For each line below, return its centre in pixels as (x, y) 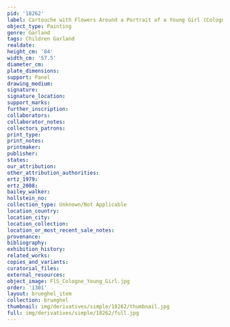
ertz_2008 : (23, 186)
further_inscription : (38, 109)
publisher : (23, 154)
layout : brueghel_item (39, 294)
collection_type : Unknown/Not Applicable (67, 205)
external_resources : (37, 275)
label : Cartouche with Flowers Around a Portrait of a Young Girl (104, 20)
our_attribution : (32, 166)
